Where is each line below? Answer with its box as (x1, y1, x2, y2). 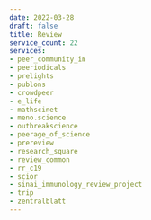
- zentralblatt (9, 197, 67, 207)
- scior (9, 172, 39, 180)
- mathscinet (9, 105, 58, 114)
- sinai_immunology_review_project (9, 180, 143, 189)
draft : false (9, 22, 58, 31)
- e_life (9, 96, 42, 106)
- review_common (9, 154, 70, 164)
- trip (9, 189, 34, 198)
